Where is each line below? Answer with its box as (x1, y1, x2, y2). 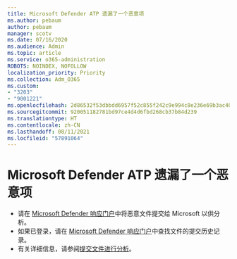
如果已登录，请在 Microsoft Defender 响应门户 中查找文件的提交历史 (17, 227, 214, 236)
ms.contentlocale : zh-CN (7, 121, 80, 129)
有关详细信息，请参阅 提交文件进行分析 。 (17, 244, 135, 253)
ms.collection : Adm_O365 (7, 75, 80, 83)
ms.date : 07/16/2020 (7, 37, 68, 44)
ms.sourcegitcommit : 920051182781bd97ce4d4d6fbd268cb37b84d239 (7, 108, 197, 115)
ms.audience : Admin (7, 43, 65, 50)
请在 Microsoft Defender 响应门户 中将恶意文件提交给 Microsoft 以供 (17, 209, 214, 218)
